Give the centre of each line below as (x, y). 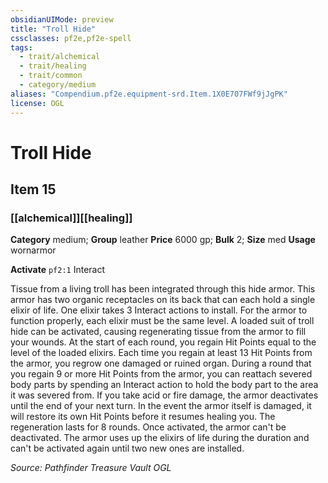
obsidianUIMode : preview (62, 19)
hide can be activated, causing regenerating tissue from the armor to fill (158, 332)
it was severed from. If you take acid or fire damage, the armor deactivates (164, 395)
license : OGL (37, 103)
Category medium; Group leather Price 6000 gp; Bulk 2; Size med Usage (163, 240)
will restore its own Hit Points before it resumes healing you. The (143, 417)
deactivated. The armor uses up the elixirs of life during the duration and (160, 438)
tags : (21, 47)
